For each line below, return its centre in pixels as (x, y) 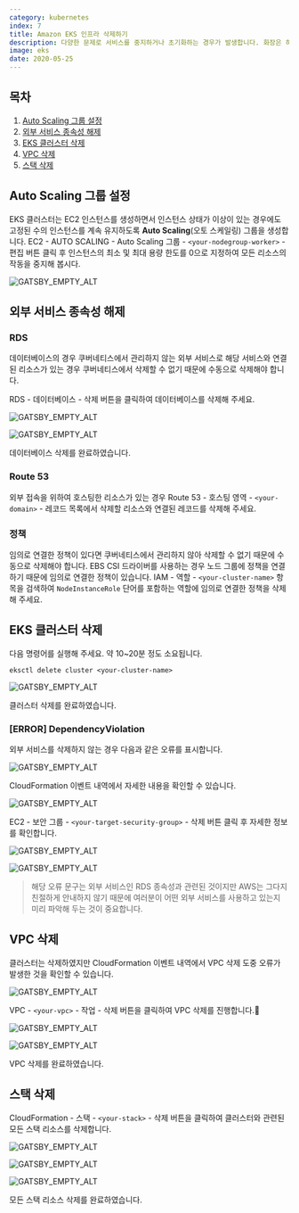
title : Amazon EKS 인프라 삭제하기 (69, 34)
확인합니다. (38, 833)
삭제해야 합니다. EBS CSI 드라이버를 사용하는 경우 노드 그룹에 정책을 (151, 565)
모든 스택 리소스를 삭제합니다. (61, 1128)
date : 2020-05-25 (41, 59)
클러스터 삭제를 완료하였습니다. (63, 705)
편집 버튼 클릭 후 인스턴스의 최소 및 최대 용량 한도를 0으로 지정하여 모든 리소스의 (148, 252)
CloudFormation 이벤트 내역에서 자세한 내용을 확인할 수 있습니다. (123, 786)
